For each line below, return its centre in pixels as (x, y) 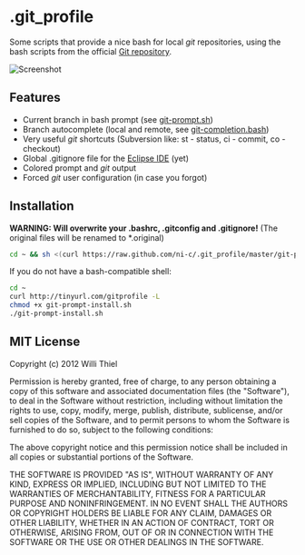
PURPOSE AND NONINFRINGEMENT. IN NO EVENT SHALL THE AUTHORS (149, 503)
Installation (42, 206)
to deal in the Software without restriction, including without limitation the (146, 401)
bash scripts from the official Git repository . (91, 51)
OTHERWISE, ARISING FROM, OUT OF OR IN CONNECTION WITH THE (142, 532)
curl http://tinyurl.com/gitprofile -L (85, 297)
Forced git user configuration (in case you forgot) (115, 177)
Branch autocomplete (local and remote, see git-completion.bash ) (146, 129)
